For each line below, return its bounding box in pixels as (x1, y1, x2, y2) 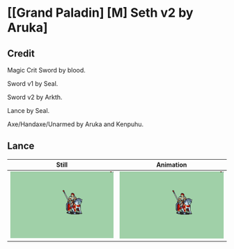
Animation (156, 160, 187, 169)
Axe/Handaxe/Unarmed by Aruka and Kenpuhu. (7, 120, 144, 128)
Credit (7, 47, 35, 59)
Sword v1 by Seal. (7, 80, 58, 88)
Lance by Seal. (7, 107, 50, 114)
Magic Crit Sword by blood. (7, 66, 86, 74)
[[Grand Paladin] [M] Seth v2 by (7, 5, 194, 21)
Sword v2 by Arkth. (7, 93, 63, 101)
